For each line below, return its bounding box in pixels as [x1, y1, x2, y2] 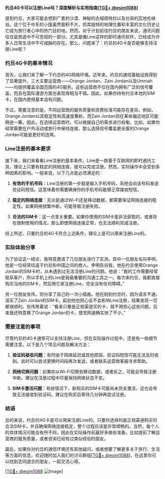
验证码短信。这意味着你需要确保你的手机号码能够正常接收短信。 [12, 186, 141, 192]
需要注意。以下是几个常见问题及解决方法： [5, 342, 91, 348]
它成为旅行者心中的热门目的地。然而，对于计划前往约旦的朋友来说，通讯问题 [5, 28, 160, 34]
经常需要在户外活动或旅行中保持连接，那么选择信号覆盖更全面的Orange [5, 125, 149, 131]
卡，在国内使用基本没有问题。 [5, 96, 65, 103]
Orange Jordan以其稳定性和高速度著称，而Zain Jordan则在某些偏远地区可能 [5, 113, 159, 119]
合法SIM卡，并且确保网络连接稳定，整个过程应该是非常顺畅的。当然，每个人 [5, 423, 160, 429]
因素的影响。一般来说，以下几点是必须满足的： [9, 170, 104, 176]
